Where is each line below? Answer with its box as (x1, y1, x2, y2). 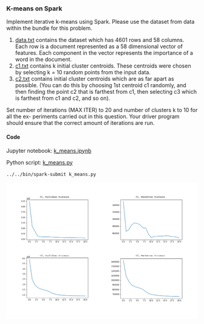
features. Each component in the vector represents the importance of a (15, 49, 193, 57)
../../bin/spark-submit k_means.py (6, 171, 97, 177)
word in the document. (15, 56, 72, 63)
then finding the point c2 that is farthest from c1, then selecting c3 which (15, 88, 197, 96)
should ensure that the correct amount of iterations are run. (6, 119, 155, 127)
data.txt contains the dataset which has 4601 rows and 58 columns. (15, 37, 185, 44)
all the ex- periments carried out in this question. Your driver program (6, 113, 180, 120)
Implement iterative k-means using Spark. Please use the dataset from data (6, 18, 195, 26)
